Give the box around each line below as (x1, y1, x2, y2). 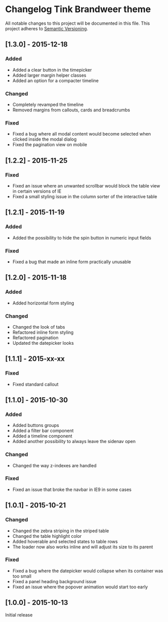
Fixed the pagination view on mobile (12, 142, 88, 148)
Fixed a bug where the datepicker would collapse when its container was (12, 568, 163, 574)
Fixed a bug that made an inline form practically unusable (12, 259, 131, 265)
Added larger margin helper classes (12, 72, 87, 78)
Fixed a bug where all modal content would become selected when (12, 131, 151, 137)
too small (12, 573, 32, 579)
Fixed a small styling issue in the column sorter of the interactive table (12, 193, 157, 200)
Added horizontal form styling (12, 300, 74, 306)
